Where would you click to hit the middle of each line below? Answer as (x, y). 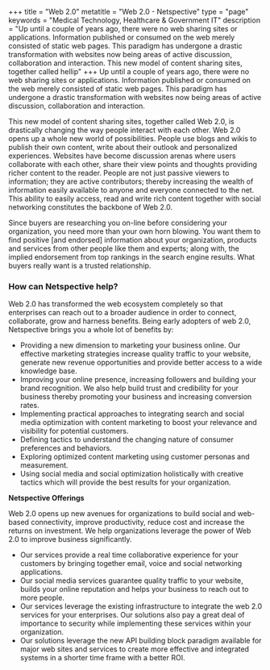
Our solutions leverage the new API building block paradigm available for (141, 641)
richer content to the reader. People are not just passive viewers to (119, 173)
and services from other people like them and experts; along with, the (124, 248)
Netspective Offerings (46, 498)
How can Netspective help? (63, 286)
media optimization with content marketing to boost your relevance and (139, 422)
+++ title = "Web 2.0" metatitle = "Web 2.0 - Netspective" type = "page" (129, 12)
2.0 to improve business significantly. (70, 539)
